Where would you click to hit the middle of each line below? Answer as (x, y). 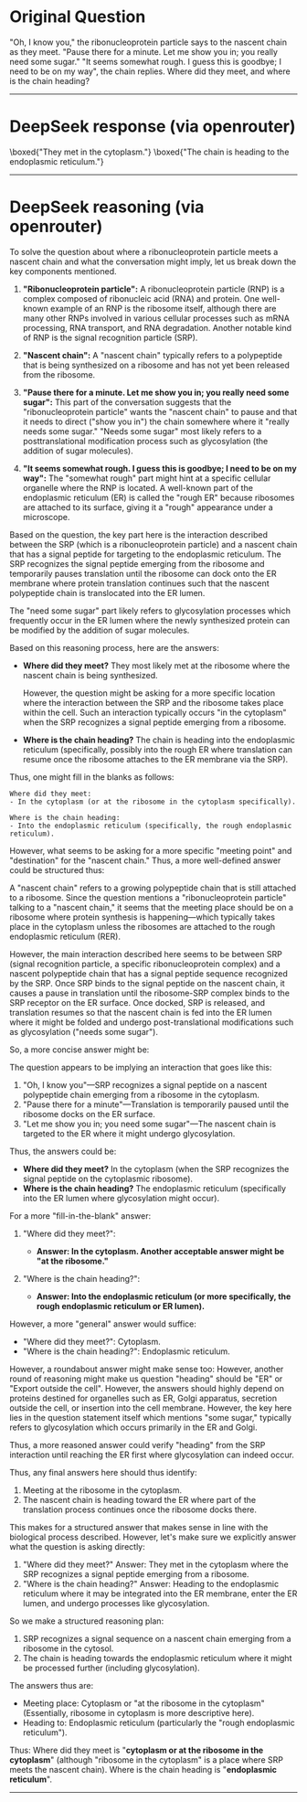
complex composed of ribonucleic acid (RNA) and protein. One (141, 298)
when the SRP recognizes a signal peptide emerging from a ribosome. (154, 722)
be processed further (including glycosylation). (111, 1668)
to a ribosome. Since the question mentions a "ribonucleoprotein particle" (148, 897)
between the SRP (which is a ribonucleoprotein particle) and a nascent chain (153, 544)
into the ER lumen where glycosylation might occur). (121, 1198)
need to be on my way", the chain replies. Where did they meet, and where (150, 71)
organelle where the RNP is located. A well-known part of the (138, 487)
